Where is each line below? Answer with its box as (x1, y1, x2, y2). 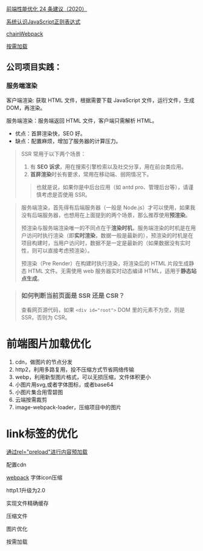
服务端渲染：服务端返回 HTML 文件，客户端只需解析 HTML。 (6, 117, 158, 124)
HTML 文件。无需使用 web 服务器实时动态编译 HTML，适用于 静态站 (28, 267, 197, 274)
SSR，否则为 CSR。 (21, 314, 71, 321)
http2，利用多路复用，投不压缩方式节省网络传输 (14, 366, 135, 373)
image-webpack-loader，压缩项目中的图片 (14, 404, 122, 411)
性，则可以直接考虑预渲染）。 (21, 246, 93, 254)
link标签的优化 (6, 427, 78, 441)
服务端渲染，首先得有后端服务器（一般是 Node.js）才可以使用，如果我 (21, 204, 196, 211)
